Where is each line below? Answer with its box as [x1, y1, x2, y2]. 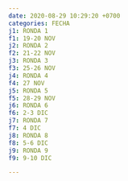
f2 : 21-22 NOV [8, 49, 56, 57]
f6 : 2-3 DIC [8, 109, 48, 117]
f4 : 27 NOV [8, 79, 45, 87]
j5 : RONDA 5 [8, 86, 48, 95]
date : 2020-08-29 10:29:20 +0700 [8, 11, 121, 20]
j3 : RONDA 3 [8, 57, 48, 65]
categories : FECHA [8, 19, 70, 27]
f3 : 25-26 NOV [8, 64, 56, 72]
